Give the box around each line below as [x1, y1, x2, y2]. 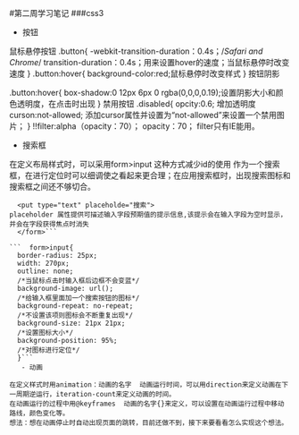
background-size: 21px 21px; [17, 319, 126, 328]
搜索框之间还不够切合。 [9, 182, 96, 192]
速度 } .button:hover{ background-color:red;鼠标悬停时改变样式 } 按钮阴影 [9, 68, 280, 79]
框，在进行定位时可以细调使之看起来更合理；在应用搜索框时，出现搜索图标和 [9, 170, 291, 181]
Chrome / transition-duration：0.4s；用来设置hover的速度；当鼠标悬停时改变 [9, 57, 290, 67]
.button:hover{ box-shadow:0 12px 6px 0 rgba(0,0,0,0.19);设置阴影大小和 [9, 88, 276, 98]
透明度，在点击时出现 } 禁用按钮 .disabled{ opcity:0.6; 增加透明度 [16, 98, 256, 109]
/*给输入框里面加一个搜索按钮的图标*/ [17, 294, 140, 303]
